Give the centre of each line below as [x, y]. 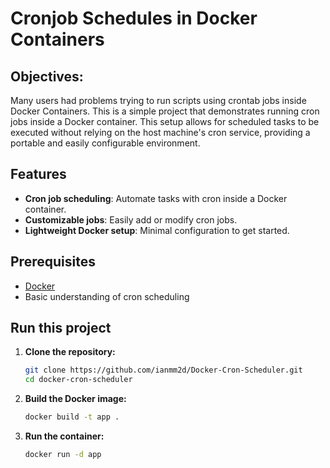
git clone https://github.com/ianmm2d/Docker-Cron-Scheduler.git [163, 370]
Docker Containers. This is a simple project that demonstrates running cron [165, 111]
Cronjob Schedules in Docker [134, 18]
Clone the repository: [70, 352]
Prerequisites [53, 262]
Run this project [61, 328]
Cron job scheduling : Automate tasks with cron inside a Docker [156, 198]
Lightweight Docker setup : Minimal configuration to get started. [157, 230]
